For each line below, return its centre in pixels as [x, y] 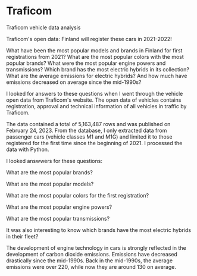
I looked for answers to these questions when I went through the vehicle [95, 93]
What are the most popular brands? [50, 172]
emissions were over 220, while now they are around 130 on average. [91, 266]
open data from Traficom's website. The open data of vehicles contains [94, 100]
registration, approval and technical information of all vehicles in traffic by [96, 106]
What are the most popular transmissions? [58, 218]
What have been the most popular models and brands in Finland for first [94, 50]
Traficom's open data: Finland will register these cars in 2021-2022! [89, 39]
